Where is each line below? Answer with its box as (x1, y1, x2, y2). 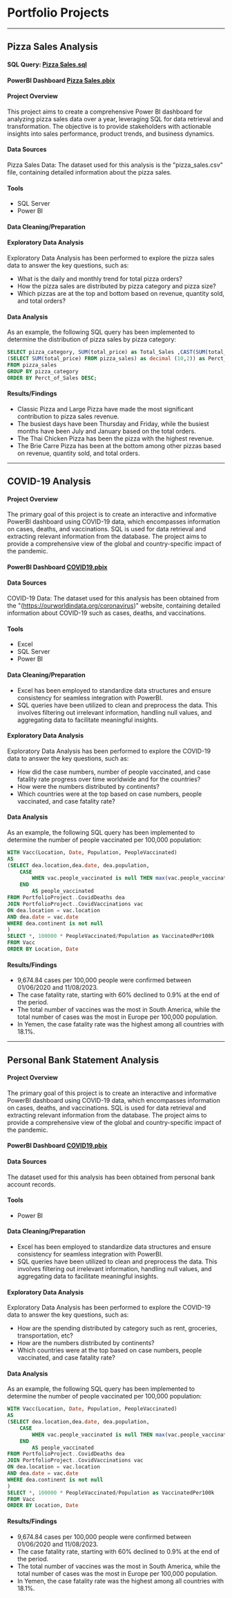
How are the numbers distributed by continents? (17, 1339, 155, 1347)
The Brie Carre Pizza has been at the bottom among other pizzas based (17, 441, 222, 450)
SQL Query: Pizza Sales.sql (7, 60, 88, 69)
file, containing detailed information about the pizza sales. (7, 168, 172, 176)
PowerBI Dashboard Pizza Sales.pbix (7, 76, 115, 85)
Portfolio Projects (7, 5, 109, 21)
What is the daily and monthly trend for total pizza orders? (17, 274, 183, 283)
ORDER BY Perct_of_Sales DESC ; (7, 374, 97, 382)
